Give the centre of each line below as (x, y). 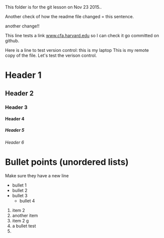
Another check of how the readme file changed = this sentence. (70, 16)
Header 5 (15, 130)
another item (25, 215)
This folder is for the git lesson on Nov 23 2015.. (53, 7)
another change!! (22, 26)
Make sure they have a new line (37, 176)
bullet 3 (20, 196)
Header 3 (16, 107)
